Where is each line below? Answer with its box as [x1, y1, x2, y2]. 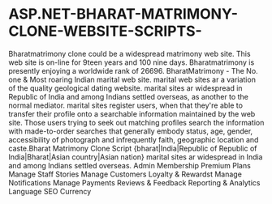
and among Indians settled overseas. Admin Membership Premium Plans [8, 160, 252, 170]
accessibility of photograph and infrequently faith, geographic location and [8, 134, 259, 144]
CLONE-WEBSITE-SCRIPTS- [8, 22, 203, 40]
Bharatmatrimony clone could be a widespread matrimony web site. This [8, 49, 251, 58]
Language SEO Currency [8, 186, 92, 196]
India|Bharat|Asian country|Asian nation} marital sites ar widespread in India [8, 151, 263, 162]
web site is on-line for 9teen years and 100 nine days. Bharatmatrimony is [8, 57, 255, 67]
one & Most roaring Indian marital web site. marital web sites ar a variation [8, 74, 256, 84]
